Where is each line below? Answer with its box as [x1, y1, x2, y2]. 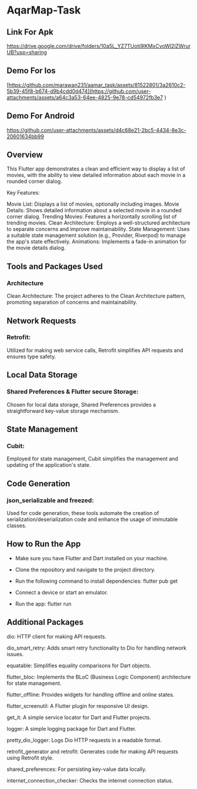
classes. [6, 521, 27, 529]
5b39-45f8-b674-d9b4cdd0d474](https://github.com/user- [6, 88, 151, 95]
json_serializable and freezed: [6, 496, 94, 504]
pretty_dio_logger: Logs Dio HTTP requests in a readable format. [6, 736, 162, 744]
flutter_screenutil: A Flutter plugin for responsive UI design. [6, 702, 149, 709]
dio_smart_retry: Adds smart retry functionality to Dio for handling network [6, 644, 187, 651]
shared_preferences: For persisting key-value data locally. [6, 765, 147, 773]
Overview [6, 150, 43, 160]
